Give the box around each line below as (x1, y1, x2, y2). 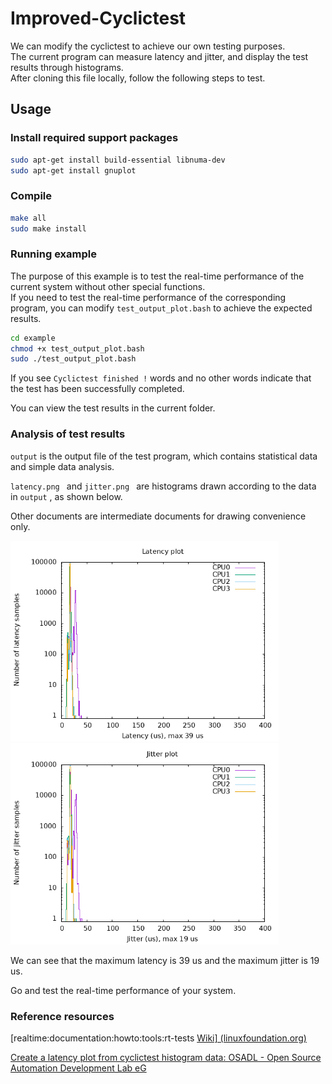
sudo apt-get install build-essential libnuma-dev (10, 155, 226, 165)
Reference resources (10, 1009, 115, 1023)
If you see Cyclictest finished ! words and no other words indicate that (10, 372, 312, 384)
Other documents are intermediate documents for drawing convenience (10, 510, 307, 522)
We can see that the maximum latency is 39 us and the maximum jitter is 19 (10, 954, 320, 966)
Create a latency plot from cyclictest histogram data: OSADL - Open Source (10, 1052, 322, 1064)
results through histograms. (10, 61, 124, 73)
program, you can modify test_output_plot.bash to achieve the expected (10, 302, 313, 314)
